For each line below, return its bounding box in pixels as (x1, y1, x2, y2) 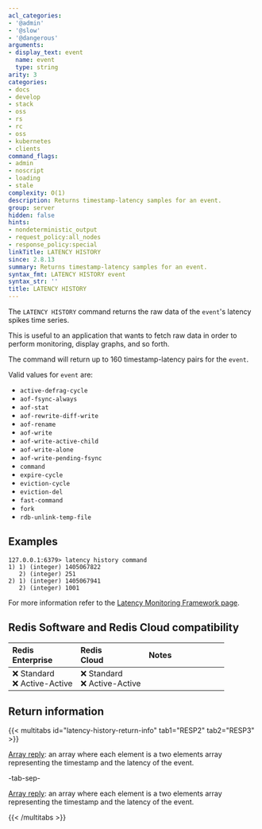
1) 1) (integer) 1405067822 (8, 563, 102, 571)
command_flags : (8, 152, 59, 160)
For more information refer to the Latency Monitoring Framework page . (8, 598, 240, 607)
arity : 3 (8, 71, 37, 79)
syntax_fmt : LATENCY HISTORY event (8, 270, 126, 278)
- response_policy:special (8, 241, 98, 249)
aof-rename (19, 420, 56, 428)
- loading (8, 174, 41, 183)
